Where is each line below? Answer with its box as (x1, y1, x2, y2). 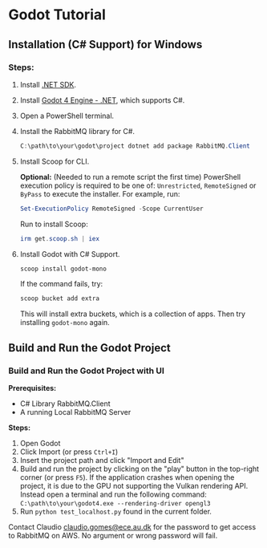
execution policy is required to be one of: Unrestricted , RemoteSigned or (19, 181, 257, 190)
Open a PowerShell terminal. (19, 111, 115, 120)
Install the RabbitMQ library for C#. (19, 126, 135, 136)
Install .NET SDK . (19, 79, 76, 89)
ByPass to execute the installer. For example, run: (19, 189, 180, 198)
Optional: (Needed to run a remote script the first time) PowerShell (19, 172, 241, 181)
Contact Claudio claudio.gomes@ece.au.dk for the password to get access (8, 522, 257, 531)
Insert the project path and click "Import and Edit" (19, 455, 184, 465)
